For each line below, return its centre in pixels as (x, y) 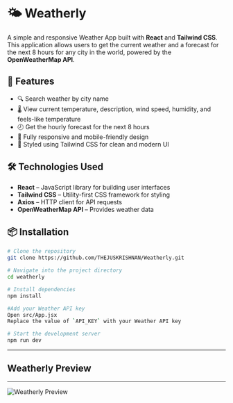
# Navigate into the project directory (65, 271)
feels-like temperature (49, 119)
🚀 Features (31, 82)
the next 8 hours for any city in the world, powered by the (89, 52)
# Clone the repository (42, 252)
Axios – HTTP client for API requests (70, 201)
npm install (24, 296)
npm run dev (24, 340)
